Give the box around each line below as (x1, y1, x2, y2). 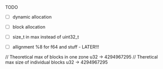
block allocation (12, 24, 46, 30)
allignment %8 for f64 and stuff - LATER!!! (12, 44, 99, 50)
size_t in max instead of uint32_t (12, 34, 79, 40)
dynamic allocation (12, 14, 52, 19)
